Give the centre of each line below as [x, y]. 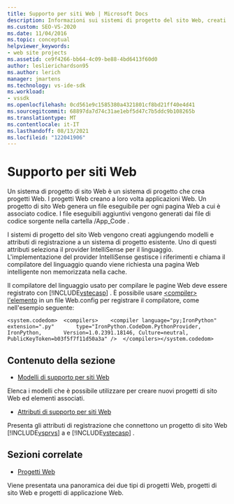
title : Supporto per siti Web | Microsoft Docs [78, 14]
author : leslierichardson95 [48, 66]
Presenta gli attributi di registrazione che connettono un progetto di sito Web [117, 425]
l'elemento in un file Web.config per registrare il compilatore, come [103, 300]
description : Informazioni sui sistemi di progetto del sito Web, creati [117, 20]
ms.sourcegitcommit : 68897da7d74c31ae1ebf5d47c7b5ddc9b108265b [101, 111]
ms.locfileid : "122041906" [46, 137]
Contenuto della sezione [61, 360]
